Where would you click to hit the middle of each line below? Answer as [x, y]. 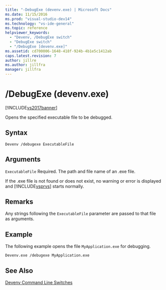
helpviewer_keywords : [28, 33]
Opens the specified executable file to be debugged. [59, 117]
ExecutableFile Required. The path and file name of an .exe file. [70, 171]
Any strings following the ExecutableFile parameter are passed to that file [81, 214]
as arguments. [20, 219]
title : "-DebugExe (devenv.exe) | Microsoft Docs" [58, 10]
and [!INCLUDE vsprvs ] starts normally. [45, 186]
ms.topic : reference [27, 28]
